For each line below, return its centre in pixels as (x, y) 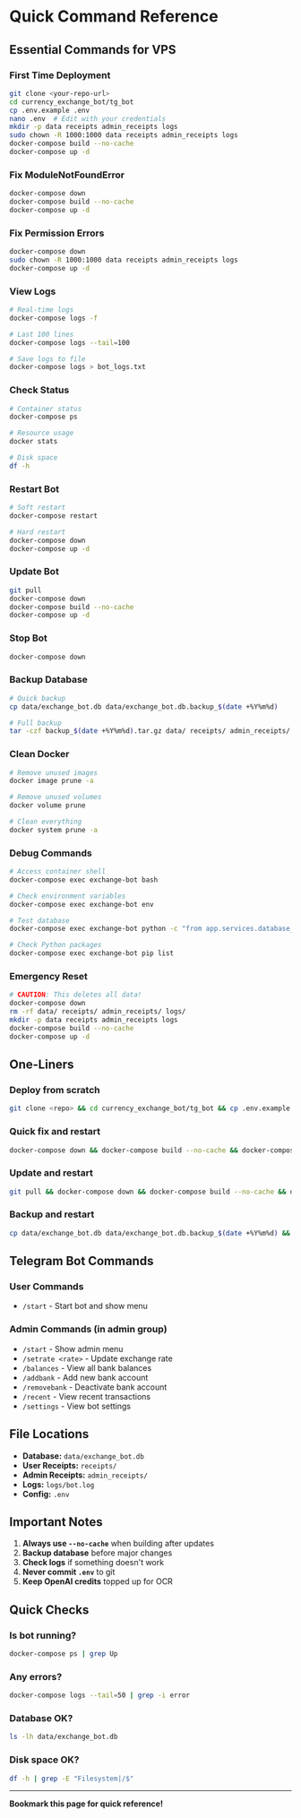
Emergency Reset (48, 977)
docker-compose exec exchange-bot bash (84, 880)
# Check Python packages (56, 945)
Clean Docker (39, 754)
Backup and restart (52, 1214)
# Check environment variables (68, 896)
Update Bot (34, 572)
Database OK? (41, 1718)
